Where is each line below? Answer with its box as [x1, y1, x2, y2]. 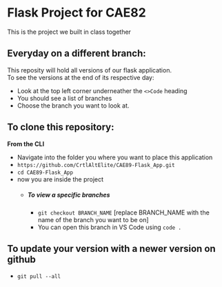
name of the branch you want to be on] [37, 215, 150, 224]
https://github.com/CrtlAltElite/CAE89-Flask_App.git [17, 161, 175, 168]
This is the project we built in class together [7, 28, 131, 36]
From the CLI [7, 139, 45, 148]
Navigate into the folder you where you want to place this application [17, 153, 213, 161]
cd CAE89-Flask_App [17, 169, 74, 176]
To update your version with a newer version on [7, 243, 216, 255]
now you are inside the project [17, 175, 104, 184]
